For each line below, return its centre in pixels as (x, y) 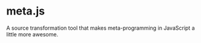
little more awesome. (32, 34)
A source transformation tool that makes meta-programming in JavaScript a (100, 28)
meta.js (26, 11)
